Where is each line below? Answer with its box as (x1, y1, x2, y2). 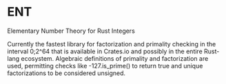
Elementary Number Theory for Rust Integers (7, 27, 136, 35)
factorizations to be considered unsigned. (7, 69, 126, 77)
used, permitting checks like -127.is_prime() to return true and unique (7, 61, 203, 70)
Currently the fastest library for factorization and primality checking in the (7, 40, 216, 48)
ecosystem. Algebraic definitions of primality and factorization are (21, 54, 209, 62)
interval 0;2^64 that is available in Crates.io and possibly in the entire (7, 47, 203, 55)
